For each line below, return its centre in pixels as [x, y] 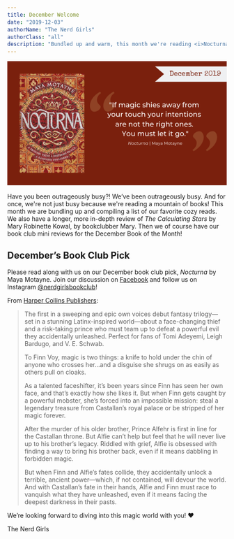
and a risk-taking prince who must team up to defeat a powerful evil [122, 329]
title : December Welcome [43, 15]
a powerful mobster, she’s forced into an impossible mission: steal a [121, 401]
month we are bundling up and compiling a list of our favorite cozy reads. [112, 211]
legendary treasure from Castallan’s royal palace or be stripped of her [124, 408]
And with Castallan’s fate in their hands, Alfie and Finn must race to [120, 487]
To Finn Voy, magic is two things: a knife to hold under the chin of [118, 357]
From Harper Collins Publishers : [53, 301]
